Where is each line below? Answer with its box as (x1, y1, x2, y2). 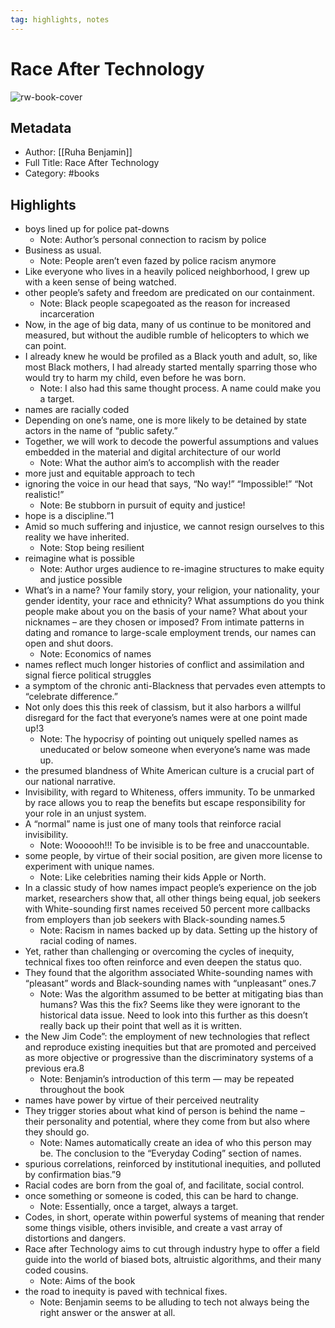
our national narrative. (24, 776, 117, 788)
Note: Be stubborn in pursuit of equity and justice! (39, 499, 246, 511)
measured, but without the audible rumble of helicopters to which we (24, 329, 310, 341)
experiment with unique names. (24, 861, 155, 873)
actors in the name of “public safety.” (24, 425, 178, 437)
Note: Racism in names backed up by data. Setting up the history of (39, 924, 318, 936)
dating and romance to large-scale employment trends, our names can (24, 627, 317, 639)
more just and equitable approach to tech (24, 467, 196, 480)
